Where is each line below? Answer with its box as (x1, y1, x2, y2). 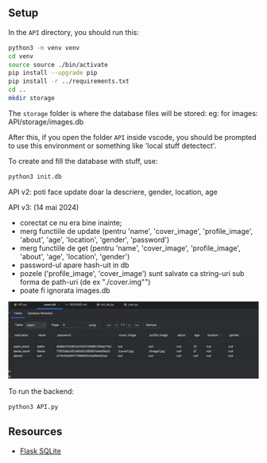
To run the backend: (8, 386, 74, 396)
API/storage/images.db (8, 117, 84, 126)
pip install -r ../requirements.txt (8, 77, 130, 86)
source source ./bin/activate (8, 60, 109, 68)
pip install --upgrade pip (8, 69, 98, 77)
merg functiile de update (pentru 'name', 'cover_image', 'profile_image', (19, 226, 253, 235)
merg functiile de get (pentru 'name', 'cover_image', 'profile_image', (19, 243, 241, 253)
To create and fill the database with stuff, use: (8, 156, 158, 165)
